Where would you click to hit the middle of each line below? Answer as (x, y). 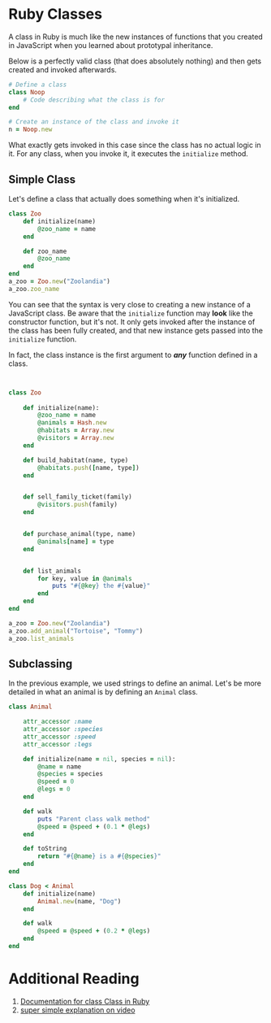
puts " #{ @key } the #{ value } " (101, 586)
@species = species (71, 774)
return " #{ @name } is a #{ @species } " (99, 856)
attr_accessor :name (58, 722)
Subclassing (41, 664)
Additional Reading (74, 979)
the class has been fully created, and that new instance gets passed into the (136, 330)
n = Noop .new (30, 130)
